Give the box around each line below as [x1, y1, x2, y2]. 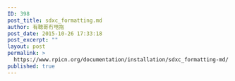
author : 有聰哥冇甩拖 [7, 23, 65, 30]
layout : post [7, 43, 46, 50]
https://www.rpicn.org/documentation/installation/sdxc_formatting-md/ [13, 56, 229, 63]
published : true [7, 63, 55, 70]
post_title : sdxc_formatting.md [7, 17, 102, 24]
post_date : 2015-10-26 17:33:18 [7, 30, 102, 37]
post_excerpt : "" [7, 37, 59, 44]
